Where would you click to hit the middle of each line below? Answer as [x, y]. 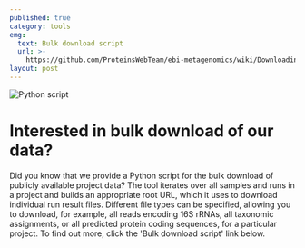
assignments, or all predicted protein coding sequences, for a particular [143, 223]
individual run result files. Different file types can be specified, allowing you [150, 204]
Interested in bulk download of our [142, 131]
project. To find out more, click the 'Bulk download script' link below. [138, 233]
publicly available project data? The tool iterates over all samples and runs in [152, 185]
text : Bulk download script [71, 43]
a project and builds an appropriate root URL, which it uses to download [143, 194]
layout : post [34, 69]
